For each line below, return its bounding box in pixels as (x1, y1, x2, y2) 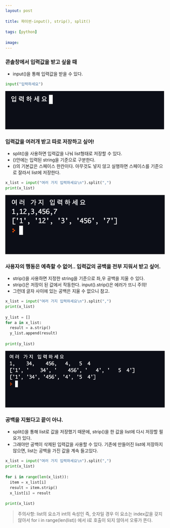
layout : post (5, 8, 33, 13)
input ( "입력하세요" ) (5, 81, 44, 87)
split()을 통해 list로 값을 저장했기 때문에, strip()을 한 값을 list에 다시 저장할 (12, 429, 158, 435)
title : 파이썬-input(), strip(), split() (5, 19, 91, 24)
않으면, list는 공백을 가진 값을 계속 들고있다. (12, 448, 99, 454)
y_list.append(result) (10, 331, 58, 336)
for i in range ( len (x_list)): (5, 474, 69, 480)
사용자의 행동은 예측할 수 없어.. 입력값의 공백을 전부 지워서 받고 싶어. (5, 263, 161, 270)
